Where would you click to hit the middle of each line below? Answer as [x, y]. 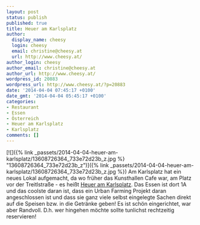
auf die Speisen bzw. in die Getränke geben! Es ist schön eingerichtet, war [99, 203]
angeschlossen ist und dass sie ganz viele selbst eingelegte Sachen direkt [99, 197]
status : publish [27, 17]
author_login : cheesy [34, 62]
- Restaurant [23, 107]
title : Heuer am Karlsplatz [42, 29]
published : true [27, 23]
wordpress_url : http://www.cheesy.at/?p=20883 [66, 85]
